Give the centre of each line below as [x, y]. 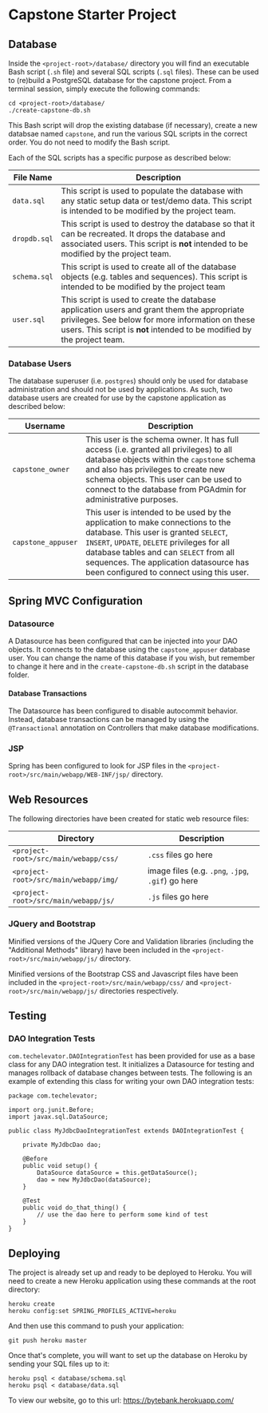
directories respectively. [139, 990]
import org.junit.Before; [51, 1110]
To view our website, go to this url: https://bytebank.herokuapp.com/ [121, 1400]
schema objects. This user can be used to [163, 479]
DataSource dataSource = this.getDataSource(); [117, 1173]
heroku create [32, 1304]
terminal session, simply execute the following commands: [104, 89]
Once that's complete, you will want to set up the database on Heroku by [128, 1355]
